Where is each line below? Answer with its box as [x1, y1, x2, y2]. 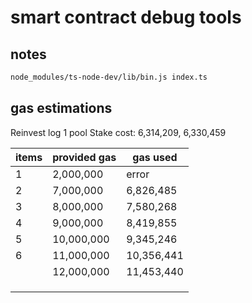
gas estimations [10, 100, 113, 117]
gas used [132, 150, 178, 164]
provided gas [52, 150, 117, 164]
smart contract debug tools [10, 6, 242, 29]
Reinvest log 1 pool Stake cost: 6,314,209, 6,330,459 [10, 126, 227, 138]
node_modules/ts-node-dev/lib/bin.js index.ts [10, 72, 208, 82]
